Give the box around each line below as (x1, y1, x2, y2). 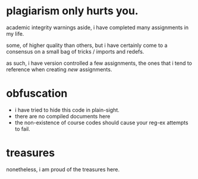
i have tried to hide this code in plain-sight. (14, 106, 120, 114)
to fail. (14, 125, 31, 132)
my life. (6, 30, 24, 37)
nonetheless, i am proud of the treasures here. (6, 165, 120, 173)
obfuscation (6, 87, 68, 101)
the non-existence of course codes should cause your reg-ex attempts (14, 119, 188, 126)
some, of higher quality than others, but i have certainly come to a (6, 42, 168, 49)
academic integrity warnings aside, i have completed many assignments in (6, 24, 189, 31)
